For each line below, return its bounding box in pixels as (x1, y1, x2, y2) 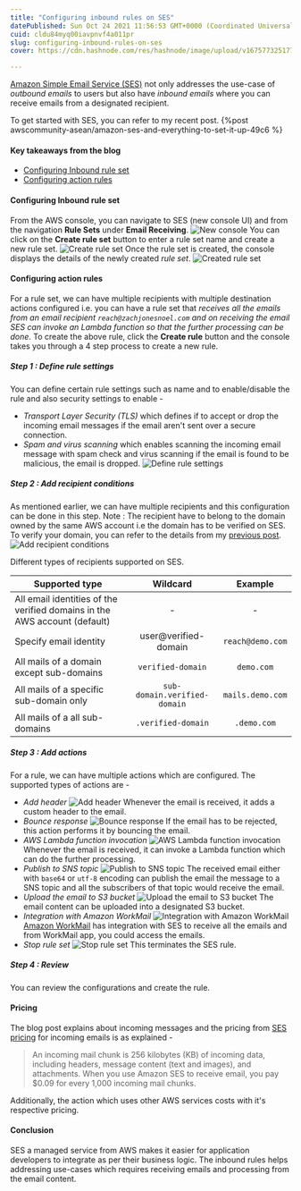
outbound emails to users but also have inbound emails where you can (10, 89, 271, 99)
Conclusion (10, 1125, 54, 1136)
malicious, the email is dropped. (22, 458, 141, 469)
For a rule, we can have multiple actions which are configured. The (10, 770, 255, 781)
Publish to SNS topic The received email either (22, 863, 280, 874)
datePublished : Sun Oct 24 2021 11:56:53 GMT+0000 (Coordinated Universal (10, 21, 295, 30)
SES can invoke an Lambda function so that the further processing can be (10, 321, 284, 332)
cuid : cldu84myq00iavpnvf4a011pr (10, 30, 135, 38)
